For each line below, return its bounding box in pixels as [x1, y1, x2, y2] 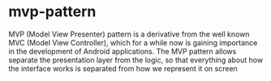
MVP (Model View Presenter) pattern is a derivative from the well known [8, 29, 250, 39]
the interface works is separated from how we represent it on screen [8, 63, 238, 73]
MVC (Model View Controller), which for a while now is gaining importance [8, 37, 258, 47]
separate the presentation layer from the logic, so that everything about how [8, 55, 264, 65]
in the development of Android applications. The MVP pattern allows [8, 46, 237, 56]
